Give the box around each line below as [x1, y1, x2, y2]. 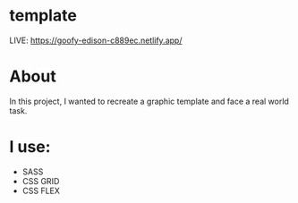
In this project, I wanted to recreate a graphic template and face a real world [9, 96, 289, 106]
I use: [9, 137, 51, 157]
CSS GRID [21, 175, 60, 186]
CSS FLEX [21, 185, 61, 196]
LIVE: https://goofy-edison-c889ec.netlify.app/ [9, 35, 183, 46]
